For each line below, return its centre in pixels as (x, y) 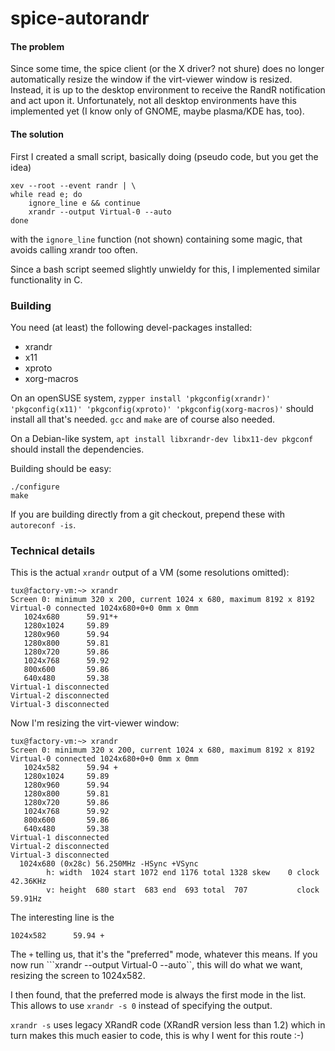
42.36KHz (28, 882)
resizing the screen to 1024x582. (78, 976)
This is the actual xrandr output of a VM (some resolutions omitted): (150, 573)
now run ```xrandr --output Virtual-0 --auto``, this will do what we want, (156, 965)
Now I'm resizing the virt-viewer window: (95, 723)
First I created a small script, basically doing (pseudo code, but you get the (164, 156)
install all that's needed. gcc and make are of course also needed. (143, 419)
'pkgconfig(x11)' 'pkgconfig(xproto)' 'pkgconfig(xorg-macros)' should (162, 408)
